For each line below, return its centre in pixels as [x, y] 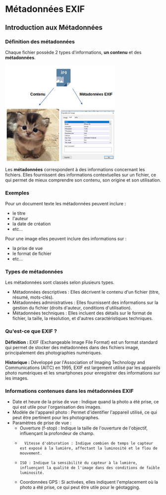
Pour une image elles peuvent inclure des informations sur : [66, 239]
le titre [19, 213]
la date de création [31, 224]
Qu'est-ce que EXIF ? [31, 331]
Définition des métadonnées [40, 42]
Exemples [17, 193]
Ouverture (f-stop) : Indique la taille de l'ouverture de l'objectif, [83, 428]
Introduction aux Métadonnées [54, 28]
